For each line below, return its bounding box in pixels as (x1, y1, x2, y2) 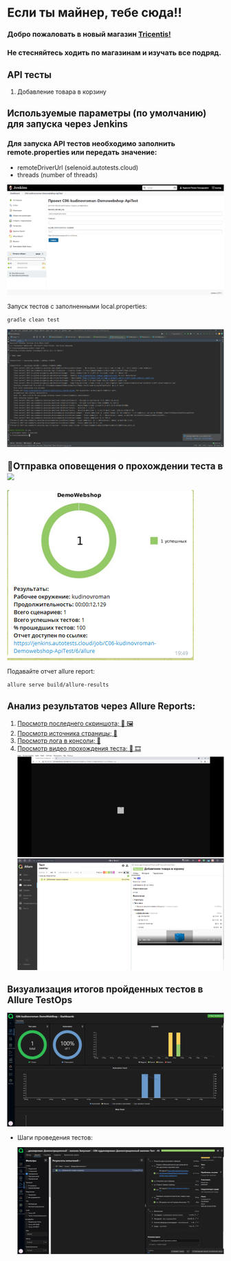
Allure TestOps (7, 994, 73, 1006)
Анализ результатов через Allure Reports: (7, 700, 196, 712)
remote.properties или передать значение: (7, 148, 157, 157)
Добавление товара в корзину (16, 88, 107, 96)
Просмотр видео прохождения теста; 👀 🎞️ (16, 744, 142, 752)
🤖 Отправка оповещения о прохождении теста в (7, 461, 223, 472)
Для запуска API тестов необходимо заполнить (7, 139, 175, 149)
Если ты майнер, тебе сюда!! (7, 5, 182, 21)
